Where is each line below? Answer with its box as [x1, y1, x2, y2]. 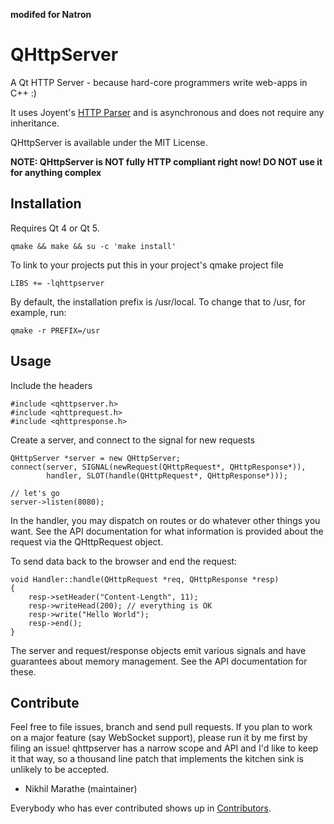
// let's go [10, 488, 60, 498]
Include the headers [10, 379, 93, 391]
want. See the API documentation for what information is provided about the [10, 525, 324, 537]
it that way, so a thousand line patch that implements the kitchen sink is [10, 753, 305, 765]
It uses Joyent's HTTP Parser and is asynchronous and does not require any [10, 106, 325, 118]
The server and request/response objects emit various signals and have [10, 644, 307, 656]
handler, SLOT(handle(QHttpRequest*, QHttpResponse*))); [46, 470, 288, 481]
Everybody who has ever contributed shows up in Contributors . [10, 802, 272, 814]
